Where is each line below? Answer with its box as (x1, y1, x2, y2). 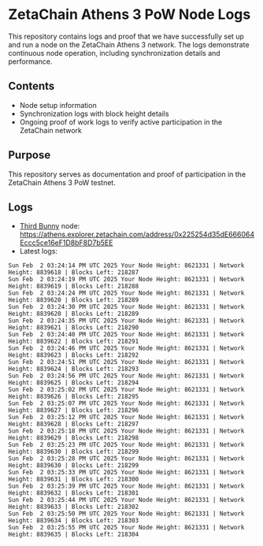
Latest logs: (19, 247, 57, 256)
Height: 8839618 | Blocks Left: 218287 (8, 269, 139, 277)
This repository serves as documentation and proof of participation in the (8, 169, 246, 179)
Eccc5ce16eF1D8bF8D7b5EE (19, 238, 113, 247)
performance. (8, 57, 53, 66)
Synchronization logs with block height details (19, 109, 169, 118)
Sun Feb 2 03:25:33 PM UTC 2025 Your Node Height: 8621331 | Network (8, 469, 245, 477)
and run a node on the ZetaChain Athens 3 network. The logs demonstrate (8, 39, 250, 49)
